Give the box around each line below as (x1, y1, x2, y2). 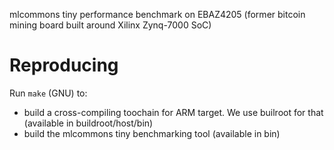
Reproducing (9, 54, 119, 77)
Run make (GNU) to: (9, 87, 88, 99)
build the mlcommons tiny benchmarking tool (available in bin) (23, 127, 281, 139)
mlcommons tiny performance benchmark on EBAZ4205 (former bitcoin (9, 9, 306, 20)
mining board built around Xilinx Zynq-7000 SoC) (9, 19, 212, 31)
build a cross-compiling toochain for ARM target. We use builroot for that (23, 106, 324, 118)
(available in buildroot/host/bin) (23, 117, 154, 129)
